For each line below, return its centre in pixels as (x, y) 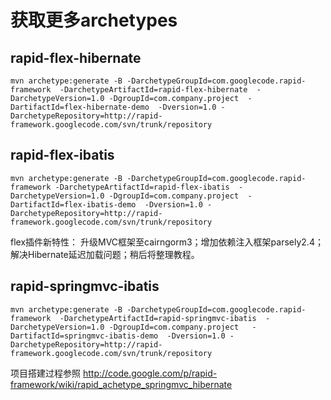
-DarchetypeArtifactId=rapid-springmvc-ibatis (158, 318)
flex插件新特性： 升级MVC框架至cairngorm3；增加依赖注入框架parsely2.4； (167, 242)
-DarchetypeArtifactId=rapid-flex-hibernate (153, 90)
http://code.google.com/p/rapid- (150, 373)
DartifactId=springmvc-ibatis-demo (84, 336)
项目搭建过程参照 (45, 373)
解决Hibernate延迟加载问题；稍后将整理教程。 (105, 254)
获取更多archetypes (94, 20)
